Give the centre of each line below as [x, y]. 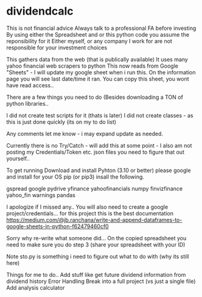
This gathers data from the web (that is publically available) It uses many [97, 59]
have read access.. [30, 85]
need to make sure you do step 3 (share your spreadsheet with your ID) [96, 245]
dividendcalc [40, 11]
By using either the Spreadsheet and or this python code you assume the [98, 34]
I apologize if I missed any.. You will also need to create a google [87, 207]
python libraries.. [27, 103]
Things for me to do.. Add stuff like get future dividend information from [96, 274]
